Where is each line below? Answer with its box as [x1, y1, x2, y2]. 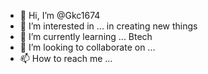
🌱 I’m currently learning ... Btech [19, 31, 153, 42]
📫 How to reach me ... [19, 53, 113, 64]
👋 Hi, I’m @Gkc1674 [19, 10, 101, 21]
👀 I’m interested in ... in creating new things [19, 20, 198, 32]
